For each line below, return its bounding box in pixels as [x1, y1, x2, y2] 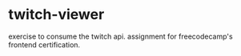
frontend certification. [8, 39, 81, 49]
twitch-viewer [8, 6, 105, 24]
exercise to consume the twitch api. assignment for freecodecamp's [8, 32, 234, 41]
